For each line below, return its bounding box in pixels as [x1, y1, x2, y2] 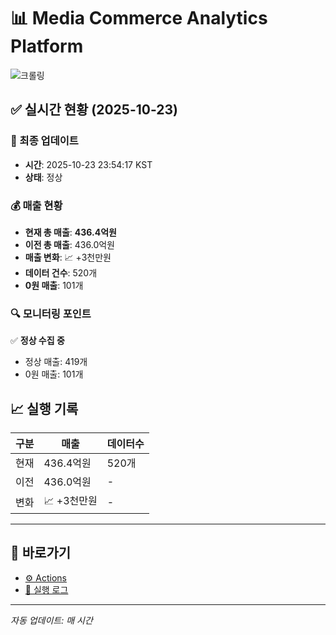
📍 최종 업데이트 [10, 134, 79, 148]
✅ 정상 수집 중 [10, 335, 65, 347]
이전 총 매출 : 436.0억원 [24, 238, 115, 250]
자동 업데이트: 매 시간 [10, 614, 93, 626]
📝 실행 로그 [24, 583, 69, 595]
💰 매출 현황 [10, 198, 63, 212]
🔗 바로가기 [10, 545, 72, 562]
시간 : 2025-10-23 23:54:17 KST [24, 158, 153, 170]
